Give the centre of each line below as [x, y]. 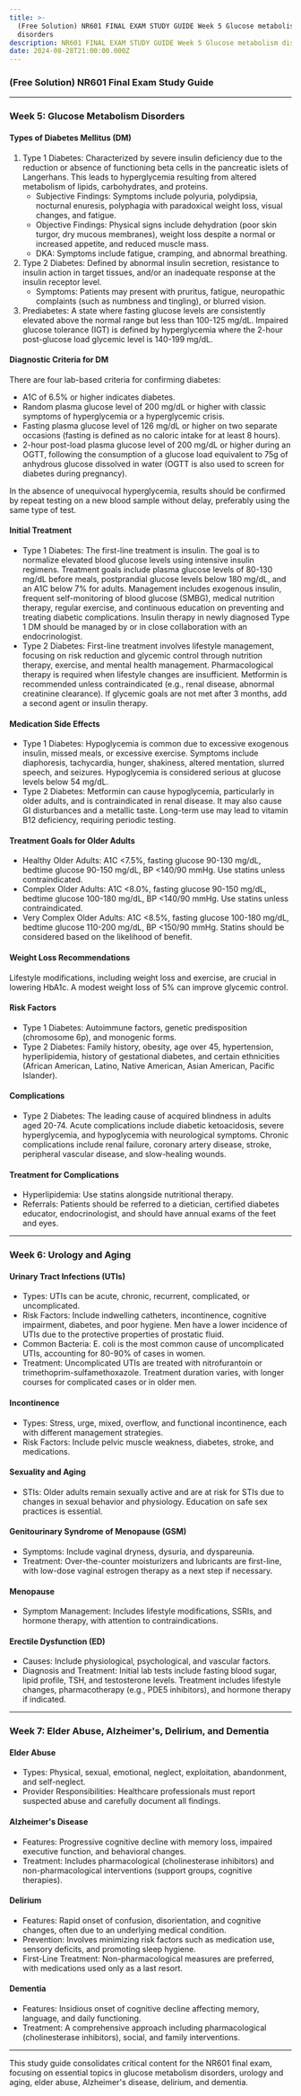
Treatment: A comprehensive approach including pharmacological [144, 2028]
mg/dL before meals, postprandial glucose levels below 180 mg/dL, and [154, 579]
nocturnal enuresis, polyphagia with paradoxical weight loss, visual [159, 205]
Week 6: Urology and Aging [70, 1255]
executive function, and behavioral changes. [104, 1851]
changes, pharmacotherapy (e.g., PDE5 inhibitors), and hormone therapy [156, 1690]
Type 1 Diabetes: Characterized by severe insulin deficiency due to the [152, 157]
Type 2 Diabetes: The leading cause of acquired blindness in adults [146, 1116]
